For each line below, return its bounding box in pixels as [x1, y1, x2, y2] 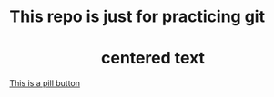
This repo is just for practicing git [9, 6, 266, 27]
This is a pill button [9, 78, 80, 89]
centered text [101, 48, 205, 69]
